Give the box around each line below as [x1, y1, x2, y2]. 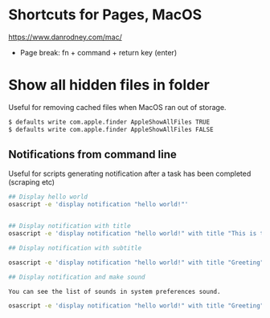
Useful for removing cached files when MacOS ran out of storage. [8, 102, 227, 112]
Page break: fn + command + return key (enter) [19, 47, 178, 57]
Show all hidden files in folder [8, 76, 211, 94]
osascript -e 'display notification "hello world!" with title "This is [8, 230, 257, 238]
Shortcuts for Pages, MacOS [8, 6, 202, 24]
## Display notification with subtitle [8, 243, 142, 252]
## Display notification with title [8, 222, 131, 230]
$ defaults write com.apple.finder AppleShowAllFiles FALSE [8, 125, 215, 133]
